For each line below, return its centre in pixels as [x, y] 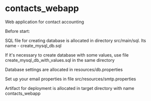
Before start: [17, 31]
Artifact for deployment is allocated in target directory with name [70, 88]
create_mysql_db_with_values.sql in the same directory [60, 60]
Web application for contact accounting [44, 22]
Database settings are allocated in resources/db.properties [64, 69]
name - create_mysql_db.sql [33, 45]
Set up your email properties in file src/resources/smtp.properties [71, 79]
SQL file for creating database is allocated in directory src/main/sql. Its [76, 40]
